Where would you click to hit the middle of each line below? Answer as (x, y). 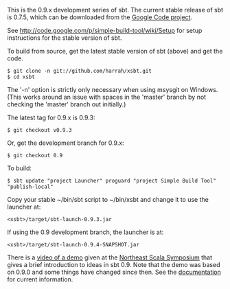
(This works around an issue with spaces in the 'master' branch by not (107, 97)
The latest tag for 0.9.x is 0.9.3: (51, 117)
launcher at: (24, 207)
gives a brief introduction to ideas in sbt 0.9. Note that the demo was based (114, 265)
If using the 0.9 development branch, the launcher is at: (85, 232)
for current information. (40, 279)
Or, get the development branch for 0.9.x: (66, 143)
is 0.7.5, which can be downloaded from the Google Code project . (100, 17)
